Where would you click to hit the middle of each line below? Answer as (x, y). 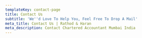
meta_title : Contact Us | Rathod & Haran (48, 23)
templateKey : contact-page (33, 10)
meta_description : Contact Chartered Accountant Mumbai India (70, 28)
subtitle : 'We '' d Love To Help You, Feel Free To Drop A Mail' (71, 19)
